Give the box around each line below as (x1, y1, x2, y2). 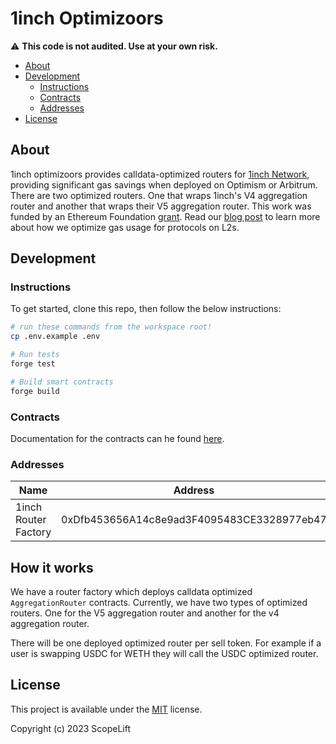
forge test (10, 359, 56, 369)
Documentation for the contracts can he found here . (10, 432, 225, 444)
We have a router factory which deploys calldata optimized (10, 586, 253, 598)
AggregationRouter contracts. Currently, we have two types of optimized (10, 597, 308, 609)
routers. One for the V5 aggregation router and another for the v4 (10, 607, 280, 619)
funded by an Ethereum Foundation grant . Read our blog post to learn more (10, 210, 321, 222)
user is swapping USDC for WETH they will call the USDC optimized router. (10, 648, 319, 660)
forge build (10, 386, 60, 396)
